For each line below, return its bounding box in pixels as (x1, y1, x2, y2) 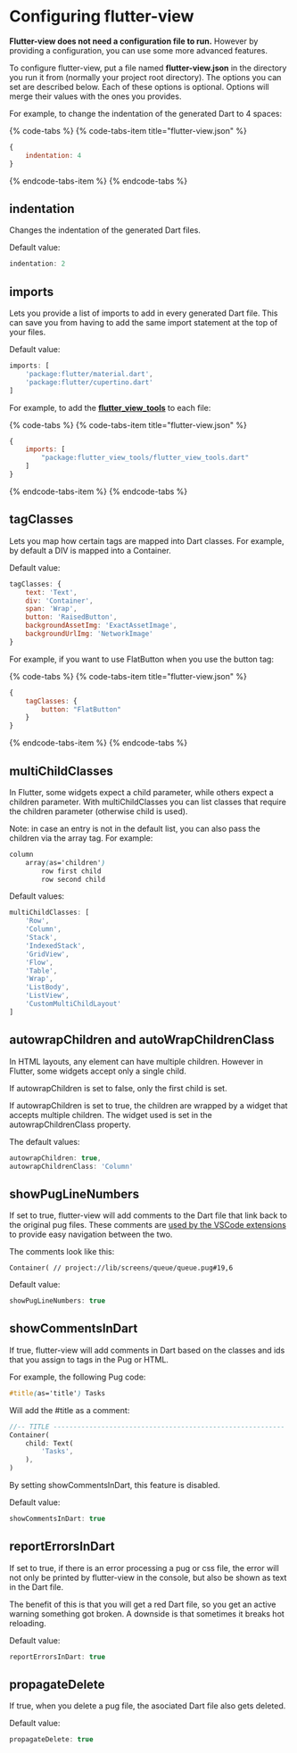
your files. (9, 327, 46, 338)
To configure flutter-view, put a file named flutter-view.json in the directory (9, 62, 287, 73)
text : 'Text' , (25, 588, 78, 597)
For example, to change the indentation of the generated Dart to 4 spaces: (9, 108, 283, 119)
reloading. (9, 1617, 46, 1628)
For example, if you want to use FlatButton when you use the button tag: (9, 654, 275, 664)
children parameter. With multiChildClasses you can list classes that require (9, 796, 287, 807)
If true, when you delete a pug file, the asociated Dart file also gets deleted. (9, 1700, 286, 1711)
